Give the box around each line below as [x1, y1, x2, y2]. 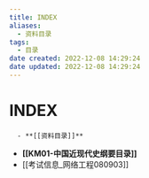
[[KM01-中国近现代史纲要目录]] [21, 148, 137, 159]
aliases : [9, 21, 42, 30]
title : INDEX [9, 12, 58, 22]
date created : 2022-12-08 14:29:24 [9, 54, 141, 63]
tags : [9, 37, 29, 47]
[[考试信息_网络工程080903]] [21, 159, 129, 169]
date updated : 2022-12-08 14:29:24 [9, 63, 141, 72]
